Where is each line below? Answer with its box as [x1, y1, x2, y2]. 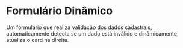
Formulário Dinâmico [6, 4, 113, 18]
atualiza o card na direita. [6, 36, 69, 43]
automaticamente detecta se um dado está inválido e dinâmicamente [6, 30, 178, 37]
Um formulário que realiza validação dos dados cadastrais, [6, 24, 152, 31]
